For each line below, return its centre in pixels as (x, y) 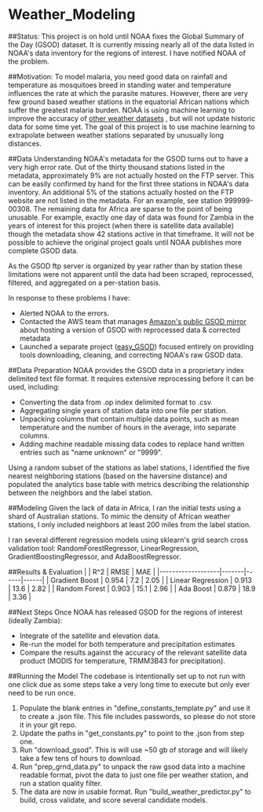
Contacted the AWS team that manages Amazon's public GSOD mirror (133, 321)
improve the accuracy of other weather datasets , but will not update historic (132, 118)
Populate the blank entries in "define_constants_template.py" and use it (135, 708)
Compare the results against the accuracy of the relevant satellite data (133, 652)
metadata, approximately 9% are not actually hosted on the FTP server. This (131, 175)
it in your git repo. (48, 725)
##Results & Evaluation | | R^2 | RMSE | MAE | (82, 571)
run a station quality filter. (61, 783)
